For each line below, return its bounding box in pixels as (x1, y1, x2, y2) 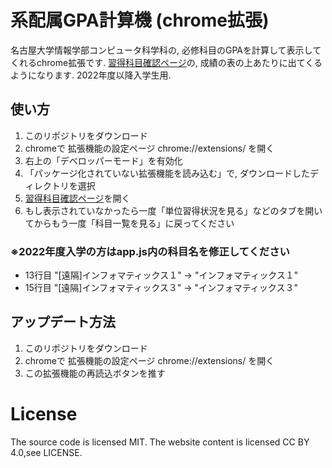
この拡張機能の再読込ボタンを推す (24, 367, 166, 379)
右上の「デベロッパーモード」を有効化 (24, 154, 183, 166)
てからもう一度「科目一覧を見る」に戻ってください (24, 217, 235, 229)
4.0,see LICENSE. (10, 446, 83, 458)
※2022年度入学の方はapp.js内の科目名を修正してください (10, 244, 290, 258)
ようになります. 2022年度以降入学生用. (10, 69, 172, 81)
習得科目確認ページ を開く (24, 192, 131, 204)
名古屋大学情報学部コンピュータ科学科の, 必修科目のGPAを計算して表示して (10, 44, 322, 56)
